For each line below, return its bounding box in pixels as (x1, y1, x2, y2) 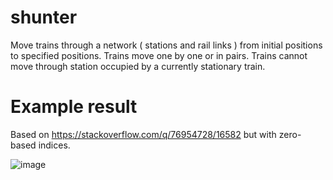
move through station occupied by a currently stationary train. (10, 60, 266, 72)
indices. (38, 139, 71, 151)
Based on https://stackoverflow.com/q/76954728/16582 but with (10, 128, 277, 140)
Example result (10, 96, 138, 118)
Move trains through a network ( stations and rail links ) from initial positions (10, 39, 323, 51)
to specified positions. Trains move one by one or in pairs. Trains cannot (10, 49, 308, 61)
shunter (10, 6, 78, 29)
